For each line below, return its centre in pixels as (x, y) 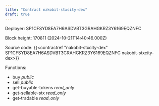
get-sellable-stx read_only (39, 93)
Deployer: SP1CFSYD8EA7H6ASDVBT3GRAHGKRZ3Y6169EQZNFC (73, 28)
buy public (23, 77)
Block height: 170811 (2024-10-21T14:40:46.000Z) (56, 38)
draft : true (17, 14)
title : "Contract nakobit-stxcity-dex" (46, 10)
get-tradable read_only (36, 98)
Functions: (16, 68)
